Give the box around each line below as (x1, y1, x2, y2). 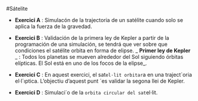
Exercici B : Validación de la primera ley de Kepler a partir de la (14, 34, 169, 41)
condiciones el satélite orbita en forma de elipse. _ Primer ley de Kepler (14, 47, 191, 54)
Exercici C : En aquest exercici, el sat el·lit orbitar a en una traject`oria (14, 71, 192, 78)
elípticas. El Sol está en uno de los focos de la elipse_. (14, 59, 147, 67)
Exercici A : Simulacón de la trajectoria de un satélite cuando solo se (14, 17, 183, 23)
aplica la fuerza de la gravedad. (14, 23, 92, 30)
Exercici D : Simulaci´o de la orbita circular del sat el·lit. (14, 89, 158, 96)
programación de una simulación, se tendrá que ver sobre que (14, 41, 168, 48)
